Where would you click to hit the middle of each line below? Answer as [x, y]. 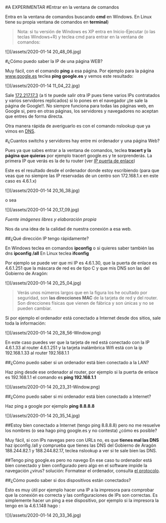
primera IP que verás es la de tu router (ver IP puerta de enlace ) [70, 161]
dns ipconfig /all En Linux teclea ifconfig [47, 253]
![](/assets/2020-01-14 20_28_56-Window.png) [53, 333]
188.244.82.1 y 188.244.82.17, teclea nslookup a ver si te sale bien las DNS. [81, 451]
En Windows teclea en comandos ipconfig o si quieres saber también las [80, 248]
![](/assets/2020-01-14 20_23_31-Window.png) [53, 387]
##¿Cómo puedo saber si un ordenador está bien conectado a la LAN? [77, 362]
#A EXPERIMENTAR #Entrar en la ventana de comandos [62, 7]
